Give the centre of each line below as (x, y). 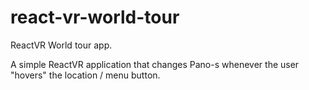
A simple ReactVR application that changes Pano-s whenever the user (155, 64)
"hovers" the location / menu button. (85, 75)
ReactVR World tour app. (61, 45)
